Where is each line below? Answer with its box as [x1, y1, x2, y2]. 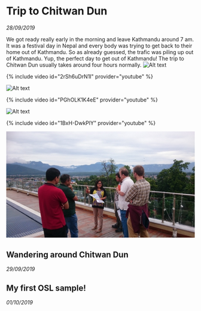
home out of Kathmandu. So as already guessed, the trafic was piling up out [6, 48, 194, 55]
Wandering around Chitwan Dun [6, 249, 129, 259]
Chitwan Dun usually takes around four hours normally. [6, 61, 142, 68]
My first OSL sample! [6, 283, 87, 293]
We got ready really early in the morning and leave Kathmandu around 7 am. [6, 35, 194, 43]
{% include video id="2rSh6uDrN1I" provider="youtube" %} [6, 73, 154, 80]
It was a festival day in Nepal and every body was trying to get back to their [6, 42, 193, 49]
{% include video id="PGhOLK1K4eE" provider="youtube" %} [6, 96, 159, 103]
